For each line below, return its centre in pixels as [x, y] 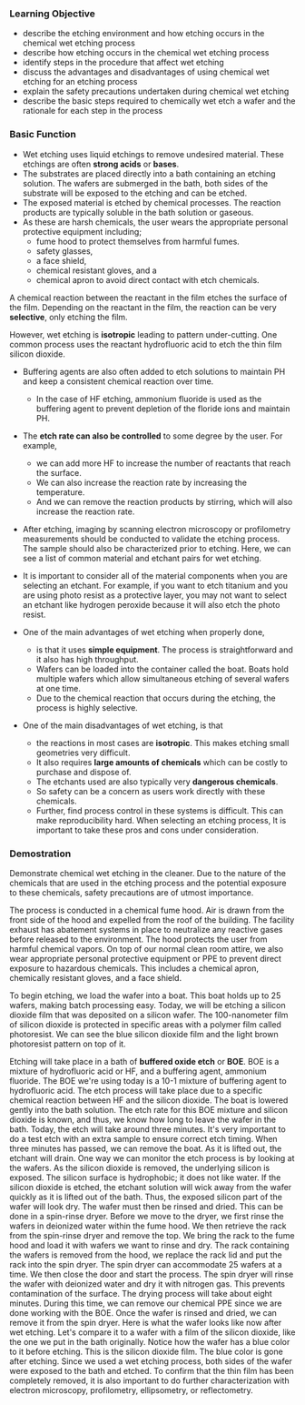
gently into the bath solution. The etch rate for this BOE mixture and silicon [149, 1109]
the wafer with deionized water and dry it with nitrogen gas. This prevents [148, 1284]
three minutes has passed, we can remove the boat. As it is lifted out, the [146, 1148]
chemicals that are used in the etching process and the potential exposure [148, 883]
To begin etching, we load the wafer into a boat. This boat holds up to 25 [145, 996]
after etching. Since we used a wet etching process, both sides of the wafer [151, 1361]
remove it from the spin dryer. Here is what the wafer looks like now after [146, 1322]
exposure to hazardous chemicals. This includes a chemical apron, [134, 968]
